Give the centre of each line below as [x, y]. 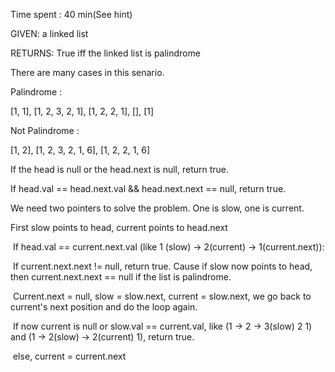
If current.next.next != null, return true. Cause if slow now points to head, [162, 266]
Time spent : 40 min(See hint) [71, 14]
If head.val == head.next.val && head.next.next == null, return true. [148, 188]
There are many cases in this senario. [87, 72]
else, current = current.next [69, 356]
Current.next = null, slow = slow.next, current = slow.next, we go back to [162, 296]
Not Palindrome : [45, 130]
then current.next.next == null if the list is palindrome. [121, 277]
